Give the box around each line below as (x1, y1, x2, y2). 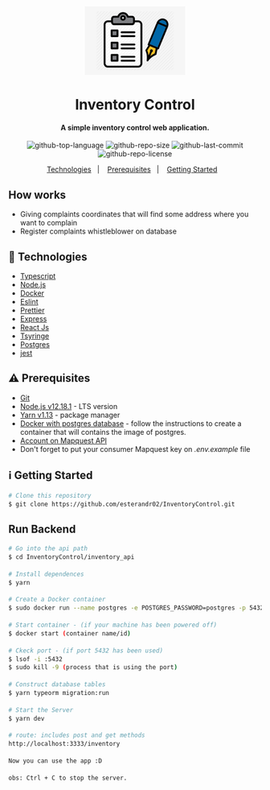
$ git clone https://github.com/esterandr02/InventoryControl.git (8, 500, 235, 508)
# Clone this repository (8, 491, 92, 499)
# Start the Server (8, 705, 74, 714)
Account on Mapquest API (19, 436, 107, 445)
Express (19, 314, 47, 324)
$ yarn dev (8, 714, 45, 722)
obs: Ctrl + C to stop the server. (8, 774, 128, 782)
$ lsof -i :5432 (8, 655, 63, 663)
